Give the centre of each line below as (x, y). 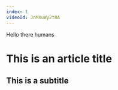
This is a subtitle (37, 81)
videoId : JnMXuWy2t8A (33, 17)
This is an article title (59, 58)
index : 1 (17, 12)
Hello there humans (31, 34)
